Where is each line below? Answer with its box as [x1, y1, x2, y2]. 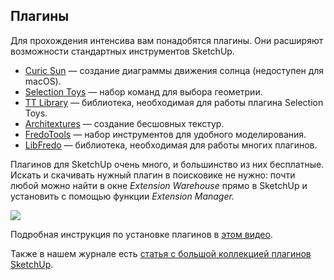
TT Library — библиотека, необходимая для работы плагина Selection [24, 96, 324, 108]
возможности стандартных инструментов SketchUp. [10, 45, 235, 57]
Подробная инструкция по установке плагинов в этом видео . [10, 228, 273, 240]
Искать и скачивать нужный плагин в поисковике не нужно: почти [10, 169, 296, 181]
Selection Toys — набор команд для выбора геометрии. [24, 85, 263, 98]
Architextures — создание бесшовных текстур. [24, 117, 225, 129]
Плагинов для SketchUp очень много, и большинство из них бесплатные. [10, 158, 325, 170]
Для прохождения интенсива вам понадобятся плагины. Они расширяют [10, 34, 324, 46]
